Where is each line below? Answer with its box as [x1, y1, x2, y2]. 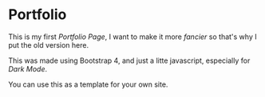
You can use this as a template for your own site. [8, 80, 168, 89]
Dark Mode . [8, 64, 48, 73]
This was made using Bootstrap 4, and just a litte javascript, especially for [8, 56, 251, 65]
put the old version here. [8, 40, 89, 49]
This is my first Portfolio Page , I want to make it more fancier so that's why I [8, 32, 257, 41]
